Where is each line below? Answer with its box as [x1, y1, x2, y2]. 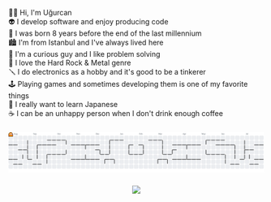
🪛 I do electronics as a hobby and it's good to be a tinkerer [8, 67, 207, 76]
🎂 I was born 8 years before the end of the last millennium [8, 28, 202, 38]
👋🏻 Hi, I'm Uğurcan [8, 8, 72, 17]
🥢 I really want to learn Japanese [8, 100, 118, 109]
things [8, 91, 30, 101]
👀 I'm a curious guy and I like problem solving [8, 49, 161, 58]
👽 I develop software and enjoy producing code [8, 17, 169, 26]
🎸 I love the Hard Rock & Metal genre [8, 58, 131, 67]
